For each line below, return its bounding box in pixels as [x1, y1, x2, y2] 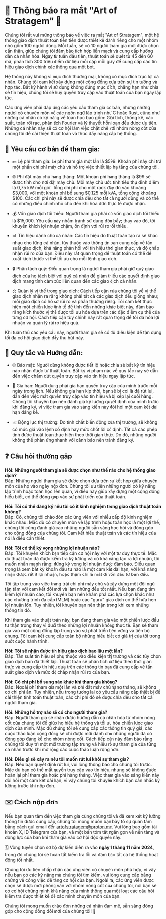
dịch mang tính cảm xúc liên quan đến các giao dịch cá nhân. [12, 278, 138, 284]
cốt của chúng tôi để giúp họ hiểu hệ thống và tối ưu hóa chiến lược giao [5, 720, 153, 726]
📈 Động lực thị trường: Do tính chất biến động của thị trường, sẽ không [12, 419, 158, 425]
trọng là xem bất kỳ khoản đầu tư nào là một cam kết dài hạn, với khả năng [5, 566, 157, 572]
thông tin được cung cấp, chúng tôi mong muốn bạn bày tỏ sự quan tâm [5, 819, 152, 825]
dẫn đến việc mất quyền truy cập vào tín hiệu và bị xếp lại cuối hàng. [12, 393, 153, 399]
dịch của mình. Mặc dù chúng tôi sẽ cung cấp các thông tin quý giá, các [5, 725, 153, 731]
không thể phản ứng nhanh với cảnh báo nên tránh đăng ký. [12, 437, 135, 443]
